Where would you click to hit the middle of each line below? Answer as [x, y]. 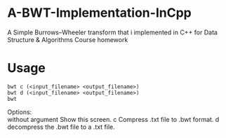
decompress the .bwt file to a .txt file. [61, 127]
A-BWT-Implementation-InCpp [99, 13]
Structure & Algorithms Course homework [68, 39]
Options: [20, 112]
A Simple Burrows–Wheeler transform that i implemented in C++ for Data [112, 32]
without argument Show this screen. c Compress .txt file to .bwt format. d [113, 119]
